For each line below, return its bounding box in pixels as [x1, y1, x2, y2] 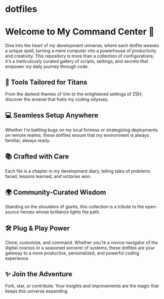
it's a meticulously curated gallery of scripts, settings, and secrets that [5, 58, 148, 64]
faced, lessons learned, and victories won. [5, 173, 91, 179]
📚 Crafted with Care [5, 152, 69, 161]
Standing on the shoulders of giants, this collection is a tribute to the [5, 204, 144, 210]
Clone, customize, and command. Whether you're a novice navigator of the [5, 240, 158, 246]
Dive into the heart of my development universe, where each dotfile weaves [5, 43, 159, 49]
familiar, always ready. [5, 137, 51, 143]
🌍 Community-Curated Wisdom [5, 188, 106, 197]
